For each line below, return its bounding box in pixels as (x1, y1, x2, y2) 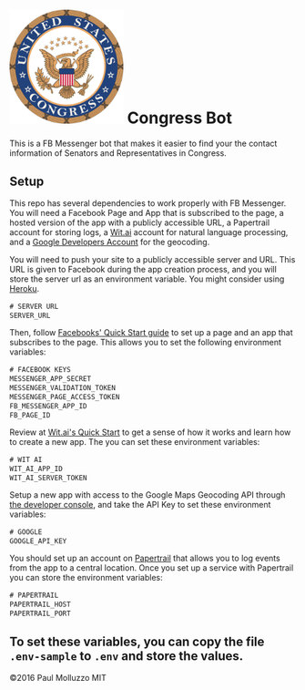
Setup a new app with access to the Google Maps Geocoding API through (9, 489, 286, 500)
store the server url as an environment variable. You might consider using (9, 273, 285, 284)
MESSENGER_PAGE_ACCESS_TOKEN (9, 393, 120, 402)
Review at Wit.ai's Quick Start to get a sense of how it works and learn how (9, 427, 291, 438)
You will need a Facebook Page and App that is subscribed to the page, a (9, 208, 284, 219)
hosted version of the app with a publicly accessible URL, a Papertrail (9, 217, 270, 228)
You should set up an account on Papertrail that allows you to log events (9, 552, 280, 564)
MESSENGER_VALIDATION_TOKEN (9, 384, 117, 393)
